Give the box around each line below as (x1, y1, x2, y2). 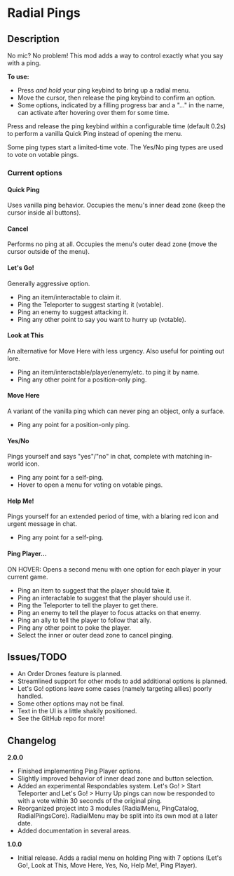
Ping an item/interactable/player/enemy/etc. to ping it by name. (17, 368, 200, 376)
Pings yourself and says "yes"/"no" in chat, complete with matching (7, 452, 203, 461)
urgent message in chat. (7, 520, 77, 528)
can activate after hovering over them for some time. (17, 109, 170, 116)
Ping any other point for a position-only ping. (17, 375, 147, 384)
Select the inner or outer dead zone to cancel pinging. (17, 631, 174, 639)
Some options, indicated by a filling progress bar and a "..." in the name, (17, 101, 225, 109)
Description (7, 33, 60, 45)
